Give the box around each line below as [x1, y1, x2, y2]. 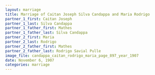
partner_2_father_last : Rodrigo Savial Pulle [5, 48, 101, 53]
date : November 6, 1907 [5, 58, 55, 63]
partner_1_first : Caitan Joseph [5, 16, 72, 21]
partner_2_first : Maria [5, 35, 55, 40]
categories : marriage [5, 62, 50, 67]
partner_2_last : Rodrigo [5, 39, 57, 44]
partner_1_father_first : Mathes [5, 26, 72, 31]
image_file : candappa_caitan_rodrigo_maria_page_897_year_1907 [5, 53, 139, 58]
